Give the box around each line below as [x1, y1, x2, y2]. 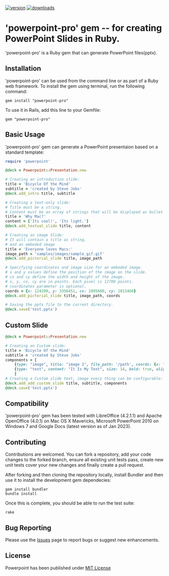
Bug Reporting [5, 524, 52, 532]
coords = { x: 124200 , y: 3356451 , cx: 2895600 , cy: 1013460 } [5, 289, 136, 294]
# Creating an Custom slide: [5, 343, 66, 348]
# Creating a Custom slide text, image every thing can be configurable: [5, 376, 163, 381]
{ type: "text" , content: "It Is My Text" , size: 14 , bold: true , [14, 367, 154, 372]
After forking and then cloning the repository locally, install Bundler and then [5, 472, 163, 478]
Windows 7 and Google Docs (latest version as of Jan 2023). [5, 423, 132, 429]
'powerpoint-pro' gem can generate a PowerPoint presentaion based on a [5, 143, 158, 150]
